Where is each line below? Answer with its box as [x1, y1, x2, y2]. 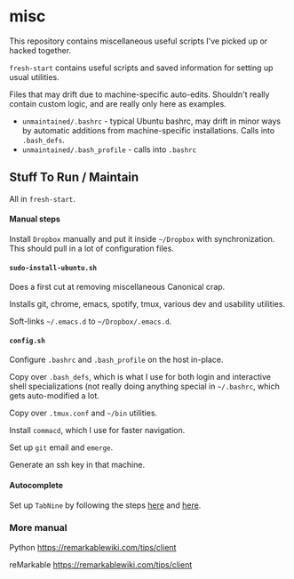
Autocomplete [9, 479, 64, 490]
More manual [9, 522, 68, 535]
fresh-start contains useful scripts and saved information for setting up [9, 62, 274, 73]
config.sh [9, 336, 46, 345]
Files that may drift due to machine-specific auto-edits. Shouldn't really [9, 89, 270, 100]
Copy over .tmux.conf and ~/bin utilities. [9, 407, 158, 419]
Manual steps [9, 213, 60, 224]
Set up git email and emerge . [9, 442, 114, 453]
